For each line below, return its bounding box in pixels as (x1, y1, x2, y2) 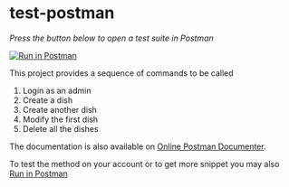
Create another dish (22, 104, 98, 115)
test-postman (9, 3, 115, 23)
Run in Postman (9, 168, 68, 179)
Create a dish (22, 94, 73, 106)
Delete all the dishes (22, 123, 99, 134)
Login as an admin (22, 85, 92, 96)
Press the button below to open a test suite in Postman (9, 33, 215, 43)
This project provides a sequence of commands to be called (9, 67, 234, 79)
